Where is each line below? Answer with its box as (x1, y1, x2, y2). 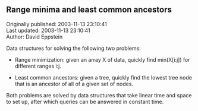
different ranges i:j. (14, 62, 61, 69)
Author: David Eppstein (6, 33, 63, 40)
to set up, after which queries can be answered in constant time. (6, 98, 164, 105)
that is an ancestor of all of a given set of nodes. (14, 80, 134, 87)
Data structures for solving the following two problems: (6, 45, 141, 52)
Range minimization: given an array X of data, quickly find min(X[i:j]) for (14, 56, 190, 63)
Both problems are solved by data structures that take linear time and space (6, 91, 192, 99)
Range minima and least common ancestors (6, 5, 172, 15)
